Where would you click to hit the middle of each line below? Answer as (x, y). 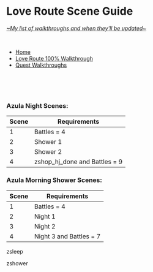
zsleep (15, 251)
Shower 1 (48, 142)
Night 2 (45, 226)
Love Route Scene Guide (70, 11)
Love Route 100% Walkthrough (54, 58)
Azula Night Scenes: (37, 105)
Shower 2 (48, 152)
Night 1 (45, 216)
